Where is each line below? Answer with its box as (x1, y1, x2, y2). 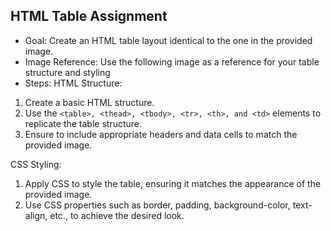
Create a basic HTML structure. (24, 96, 155, 108)
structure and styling (24, 66, 111, 78)
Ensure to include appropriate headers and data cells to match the (24, 128, 298, 140)
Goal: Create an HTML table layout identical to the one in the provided (24, 34, 313, 46)
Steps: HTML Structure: (24, 77, 123, 89)
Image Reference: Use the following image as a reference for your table (24, 55, 320, 68)
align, (24, 209, 48, 221)
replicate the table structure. (24, 117, 143, 129)
